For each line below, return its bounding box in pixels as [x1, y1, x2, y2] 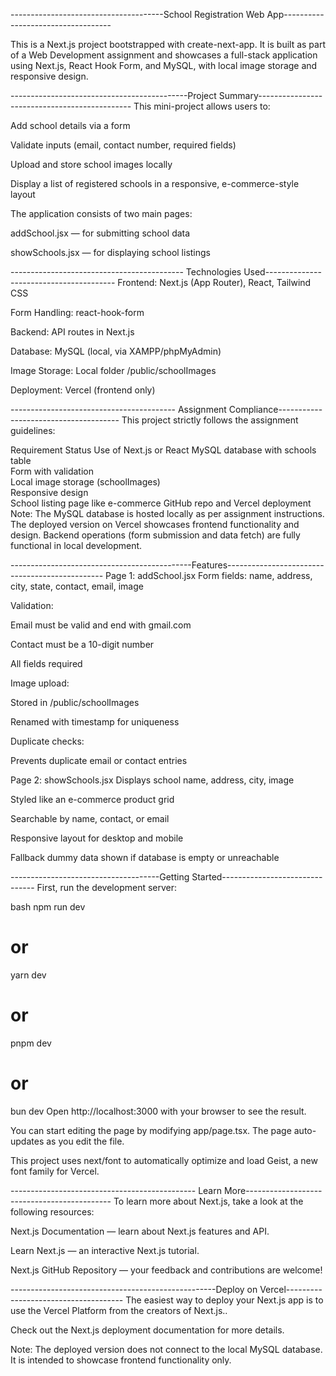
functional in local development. [10, 540, 143, 551]
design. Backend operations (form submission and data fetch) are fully [10, 529, 301, 541]
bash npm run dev [10, 901, 86, 913]
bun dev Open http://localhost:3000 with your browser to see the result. [10, 1105, 307, 1117]
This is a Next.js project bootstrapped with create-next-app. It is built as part [10, 39, 327, 50]
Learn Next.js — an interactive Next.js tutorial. [10, 1244, 200, 1256]
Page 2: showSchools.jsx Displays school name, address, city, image [10, 774, 295, 786]
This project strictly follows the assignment [121, 414, 299, 426]
